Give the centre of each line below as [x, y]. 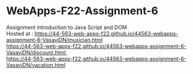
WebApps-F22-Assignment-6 [82, 11]
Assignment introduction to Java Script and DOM [67, 27]
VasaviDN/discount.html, [37, 52]
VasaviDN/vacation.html [36, 65]
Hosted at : [20, 33]
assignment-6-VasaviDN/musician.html [55, 40]
